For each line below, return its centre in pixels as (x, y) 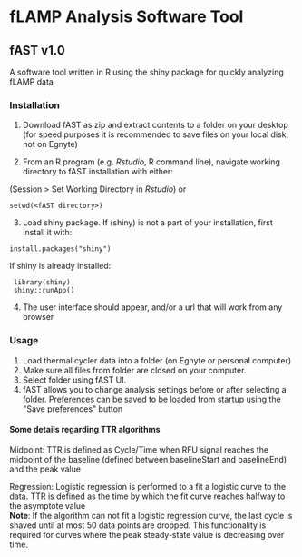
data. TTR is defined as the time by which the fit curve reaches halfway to (147, 496)
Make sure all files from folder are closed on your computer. (134, 370)
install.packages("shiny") (60, 249)
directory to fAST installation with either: (98, 172)
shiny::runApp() (44, 291)
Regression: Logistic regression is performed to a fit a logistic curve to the (148, 486)
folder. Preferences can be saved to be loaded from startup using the (151, 399)
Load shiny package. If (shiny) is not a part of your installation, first (148, 223)
